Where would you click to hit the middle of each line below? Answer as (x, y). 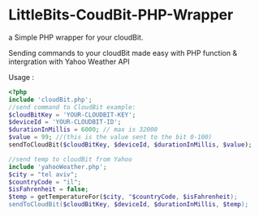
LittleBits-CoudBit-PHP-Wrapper (121, 15)
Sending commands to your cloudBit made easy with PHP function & (123, 53)
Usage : (22, 77)
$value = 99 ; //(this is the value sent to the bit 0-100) (110, 138)
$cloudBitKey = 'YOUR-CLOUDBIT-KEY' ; (72, 115)
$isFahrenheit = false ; (49, 189)
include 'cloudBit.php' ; (50, 100)
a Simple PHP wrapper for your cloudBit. (76, 37)
